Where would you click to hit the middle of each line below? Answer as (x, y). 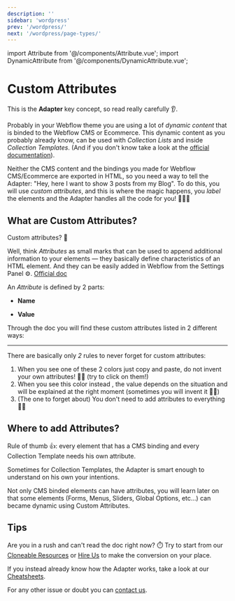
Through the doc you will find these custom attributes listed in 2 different (112, 328)
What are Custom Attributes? (72, 221)
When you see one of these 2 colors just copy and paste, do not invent (119, 369)
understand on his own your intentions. (64, 477)
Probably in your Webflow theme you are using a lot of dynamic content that (117, 125)
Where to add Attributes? (64, 429)
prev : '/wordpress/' (37, 27)
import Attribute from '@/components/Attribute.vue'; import (93, 53)
